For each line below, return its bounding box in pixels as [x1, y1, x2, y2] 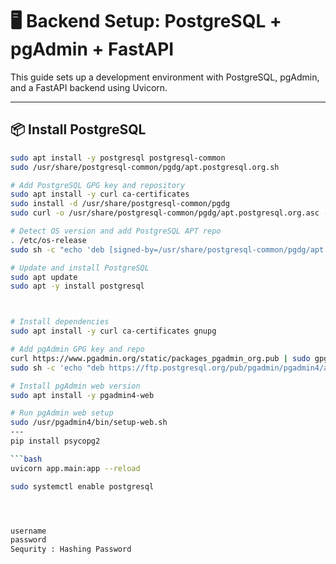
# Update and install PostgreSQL [10, 263, 150, 273]
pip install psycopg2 [10, 436, 101, 446]
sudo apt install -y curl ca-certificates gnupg [10, 326, 217, 337]
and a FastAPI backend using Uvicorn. [10, 81, 168, 93]
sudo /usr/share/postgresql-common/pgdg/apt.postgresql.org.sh [10, 162, 280, 172]
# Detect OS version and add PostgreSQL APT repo [10, 226, 222, 236]
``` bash [10, 454, 43, 464]
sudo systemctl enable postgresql [10, 481, 155, 492]
